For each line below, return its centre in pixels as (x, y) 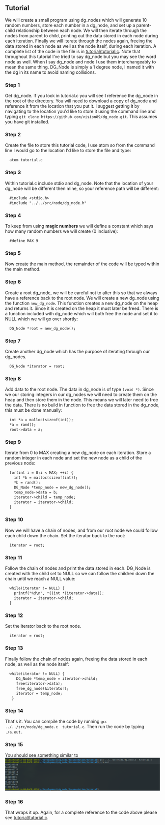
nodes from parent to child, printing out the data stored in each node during (82, 35)
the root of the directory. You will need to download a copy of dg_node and (81, 101)
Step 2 (13, 135)
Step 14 (14, 710)
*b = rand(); (27, 483)
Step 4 (13, 215)
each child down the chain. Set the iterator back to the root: (65, 535)
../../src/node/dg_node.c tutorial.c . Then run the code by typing (75, 726)
